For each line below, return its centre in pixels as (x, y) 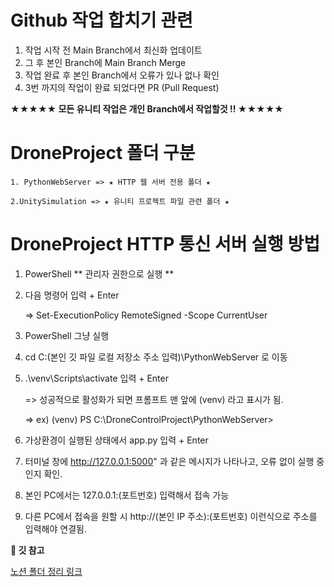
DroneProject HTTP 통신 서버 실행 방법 (165, 244)
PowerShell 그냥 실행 (67, 335)
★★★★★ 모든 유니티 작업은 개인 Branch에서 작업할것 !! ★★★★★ (147, 108)
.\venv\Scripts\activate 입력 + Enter (96, 378)
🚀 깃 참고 (27, 550)
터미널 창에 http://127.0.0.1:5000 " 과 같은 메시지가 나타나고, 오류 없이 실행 (169, 461)
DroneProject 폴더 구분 (103, 153)
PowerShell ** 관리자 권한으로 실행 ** (99, 273)
